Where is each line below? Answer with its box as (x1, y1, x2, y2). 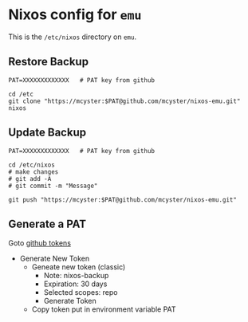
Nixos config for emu (8, 6, 142, 24)
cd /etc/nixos (8, 161, 56, 169)
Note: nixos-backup (43, 271, 109, 281)
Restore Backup (8, 55, 89, 69)
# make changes (8, 167, 59, 176)
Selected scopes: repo (43, 288, 118, 297)
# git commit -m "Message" (8, 182, 98, 190)
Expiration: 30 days (43, 279, 108, 289)
